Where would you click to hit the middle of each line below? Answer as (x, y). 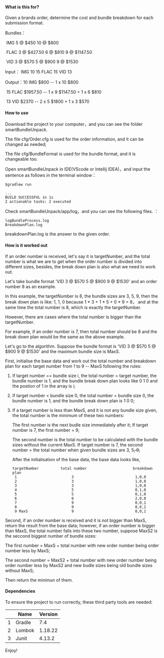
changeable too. (22, 159)
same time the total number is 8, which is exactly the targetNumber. (73, 307)
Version (48, 614)
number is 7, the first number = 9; (46, 430)
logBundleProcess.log (27, 221)
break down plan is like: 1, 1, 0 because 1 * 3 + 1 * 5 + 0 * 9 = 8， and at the (82, 302)
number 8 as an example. (31, 286)
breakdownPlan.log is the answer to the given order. (58, 234)
